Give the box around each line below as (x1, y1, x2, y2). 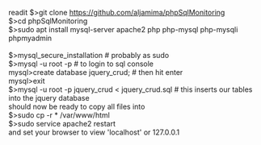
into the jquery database (8, 93, 91, 102)
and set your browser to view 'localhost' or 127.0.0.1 (8, 127, 180, 137)
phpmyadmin (8, 33, 53, 43)
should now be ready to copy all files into (8, 101, 145, 111)
